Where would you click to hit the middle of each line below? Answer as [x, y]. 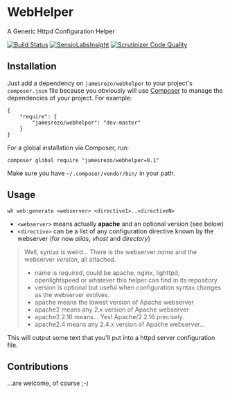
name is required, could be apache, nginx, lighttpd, [107, 272]
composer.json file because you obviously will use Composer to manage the [115, 90]
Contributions [38, 367]
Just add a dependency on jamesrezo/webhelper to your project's [100, 83]
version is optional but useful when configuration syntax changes [128, 287]
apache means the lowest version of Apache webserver [114, 302]
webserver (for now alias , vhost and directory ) [83, 238]
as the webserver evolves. [72, 294]
